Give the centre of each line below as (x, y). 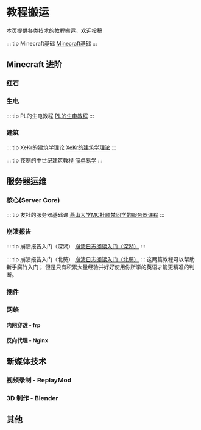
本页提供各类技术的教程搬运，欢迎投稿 (54, 30)
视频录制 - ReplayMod (39, 380)
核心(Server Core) (33, 200)
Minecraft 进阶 (34, 65)
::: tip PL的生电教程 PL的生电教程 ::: (50, 116)
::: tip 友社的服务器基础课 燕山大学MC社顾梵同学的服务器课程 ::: (86, 214)
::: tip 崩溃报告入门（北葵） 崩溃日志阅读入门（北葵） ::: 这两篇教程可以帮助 (100, 259)
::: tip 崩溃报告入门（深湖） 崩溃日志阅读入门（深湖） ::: (76, 246)
